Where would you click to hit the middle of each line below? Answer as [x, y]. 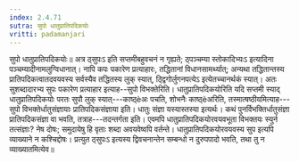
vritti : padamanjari [48, 34]
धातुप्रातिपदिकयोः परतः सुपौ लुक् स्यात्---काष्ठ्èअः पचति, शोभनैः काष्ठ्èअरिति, [118, 100]
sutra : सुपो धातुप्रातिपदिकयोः [49, 26]
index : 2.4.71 [36, 17]
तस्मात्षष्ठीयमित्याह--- [259, 100]
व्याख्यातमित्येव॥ [32, 150]
